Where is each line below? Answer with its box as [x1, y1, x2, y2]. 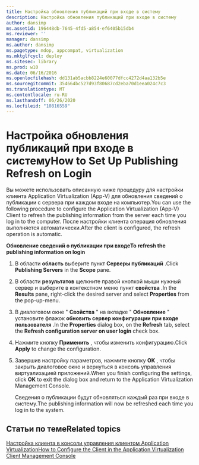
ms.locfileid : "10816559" [6, 103, 70, 109]
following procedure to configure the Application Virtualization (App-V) [6, 205, 179, 212]
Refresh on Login [6, 166, 92, 180]
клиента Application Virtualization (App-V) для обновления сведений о [6, 193, 183, 200]
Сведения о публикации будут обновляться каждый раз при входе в [14, 394, 189, 401]
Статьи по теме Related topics [6, 424, 121, 434]
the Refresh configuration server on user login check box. [14, 327, 160, 334]
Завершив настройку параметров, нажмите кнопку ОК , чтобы [14, 357, 175, 364]
